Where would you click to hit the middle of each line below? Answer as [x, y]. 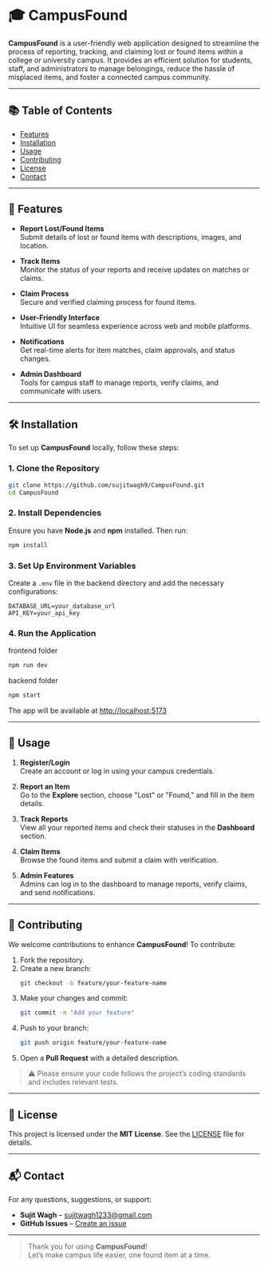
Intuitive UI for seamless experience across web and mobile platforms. [135, 326]
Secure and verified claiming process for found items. [108, 302]
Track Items [40, 261]
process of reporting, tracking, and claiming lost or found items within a [126, 51]
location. [34, 246]
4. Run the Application [52, 633]
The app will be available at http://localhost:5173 [88, 710]
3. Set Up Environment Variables [72, 566]
